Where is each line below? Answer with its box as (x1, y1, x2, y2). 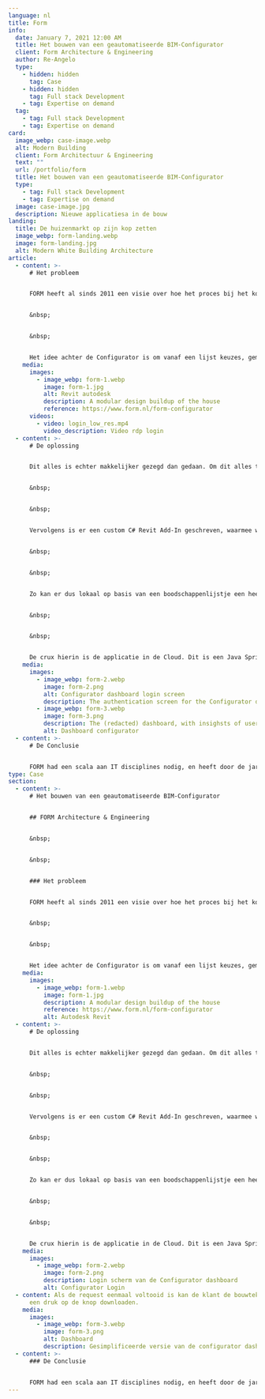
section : (8, 778, 37, 786)
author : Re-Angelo (15, 56, 77, 64)
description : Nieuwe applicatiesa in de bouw (15, 210, 168, 218)
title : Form (8, 19, 47, 27)
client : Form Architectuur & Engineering (15, 151, 154, 159)
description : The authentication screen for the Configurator (43, 697, 252, 706)
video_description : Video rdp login (43, 427, 164, 435)
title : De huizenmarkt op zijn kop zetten (15, 224, 157, 233)
